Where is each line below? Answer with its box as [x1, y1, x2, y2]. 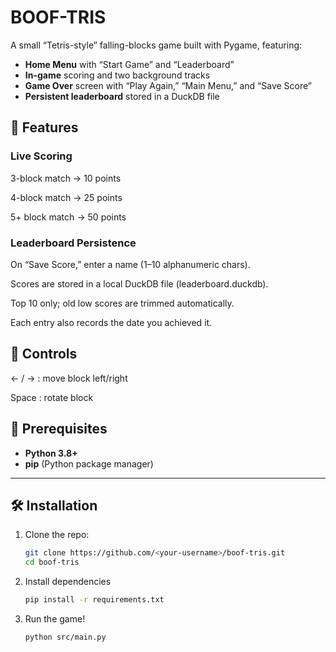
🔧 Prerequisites [10, 421, 108, 438]
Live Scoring [10, 149, 73, 163]
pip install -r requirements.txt [24, 595, 165, 605]
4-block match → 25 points [10, 191, 123, 203]
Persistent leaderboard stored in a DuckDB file [24, 90, 220, 102]
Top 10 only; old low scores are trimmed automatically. [10, 297, 235, 309]
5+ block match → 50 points [10, 211, 127, 223]
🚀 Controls [10, 346, 78, 363]
